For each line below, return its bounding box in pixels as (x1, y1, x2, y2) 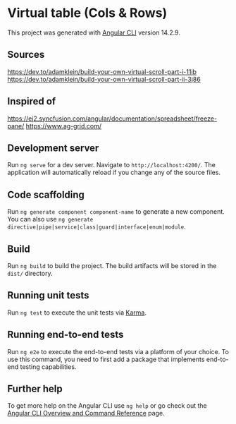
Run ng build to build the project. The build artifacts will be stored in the (7, 262, 217, 269)
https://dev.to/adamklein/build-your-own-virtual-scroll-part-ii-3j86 (7, 75, 201, 83)
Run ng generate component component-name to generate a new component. (7, 207, 225, 216)
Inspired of (7, 95, 56, 107)
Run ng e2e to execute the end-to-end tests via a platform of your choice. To (7, 347, 230, 356)
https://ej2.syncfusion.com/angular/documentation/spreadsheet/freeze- (7, 114, 217, 123)
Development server (7, 142, 99, 154)
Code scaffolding (7, 188, 85, 200)
